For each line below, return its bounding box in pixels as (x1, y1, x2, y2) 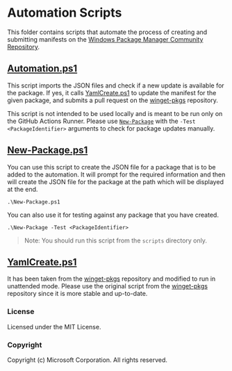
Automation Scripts (7, 5, 122, 21)
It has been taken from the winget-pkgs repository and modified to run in (7, 274, 216, 283)
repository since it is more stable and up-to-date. (7, 290, 148, 298)
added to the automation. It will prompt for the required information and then (7, 170, 226, 179)
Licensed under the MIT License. (7, 322, 101, 331)
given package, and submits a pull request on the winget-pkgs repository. (7, 96, 219, 104)
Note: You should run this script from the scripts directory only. (24, 236, 207, 245)
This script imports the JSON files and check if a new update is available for (7, 81, 224, 90)
